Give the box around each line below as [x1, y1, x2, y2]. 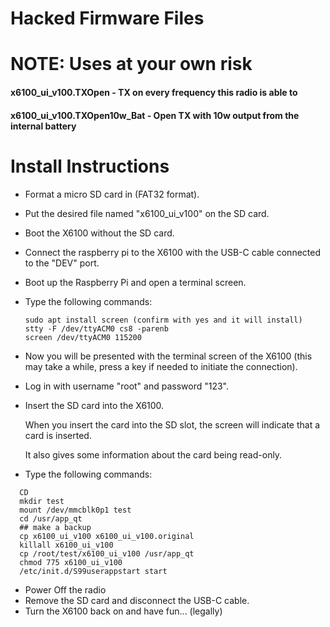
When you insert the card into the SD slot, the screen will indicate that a [24, 418, 321, 431]
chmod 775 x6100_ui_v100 [19, 557, 123, 567]
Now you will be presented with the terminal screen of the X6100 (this [24, 350, 313, 362]
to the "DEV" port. [24, 257, 100, 269]
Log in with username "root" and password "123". [24, 380, 230, 392]
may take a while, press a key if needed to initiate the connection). [24, 360, 298, 372]
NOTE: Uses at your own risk [10, 53, 253, 76]
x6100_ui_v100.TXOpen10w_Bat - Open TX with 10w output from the [10, 109, 300, 121]
